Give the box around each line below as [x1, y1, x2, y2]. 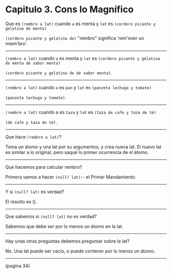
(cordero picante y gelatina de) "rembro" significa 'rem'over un [5, 35, 144, 41]
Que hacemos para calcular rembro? [5, 164, 82, 170]
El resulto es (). [5, 199, 37, 205]
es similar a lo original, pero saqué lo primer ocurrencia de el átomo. [5, 149, 149, 155]
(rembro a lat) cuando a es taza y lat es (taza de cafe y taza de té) [5, 109, 157, 115]
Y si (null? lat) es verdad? [5, 188, 64, 194]
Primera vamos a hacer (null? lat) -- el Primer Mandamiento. [5, 173, 137, 180]
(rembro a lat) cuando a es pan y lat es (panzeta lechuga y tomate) [5, 84, 152, 90]
